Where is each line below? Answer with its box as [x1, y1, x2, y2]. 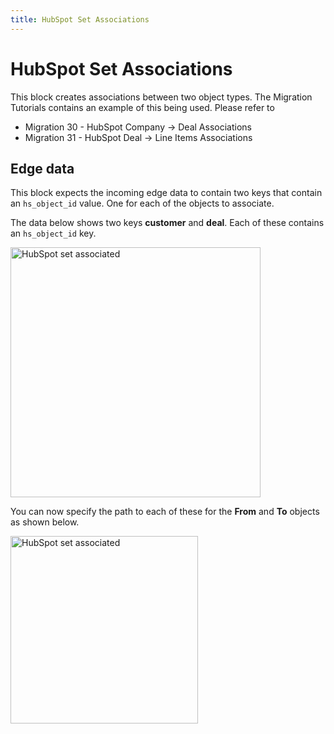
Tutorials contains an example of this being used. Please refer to [10, 101, 275, 113]
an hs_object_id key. [10, 227, 97, 240]
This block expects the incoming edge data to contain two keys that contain [10, 187, 323, 199]
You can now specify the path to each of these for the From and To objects [10, 506, 320, 518]
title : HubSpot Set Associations [10, 14, 150, 25]
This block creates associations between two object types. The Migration [10, 91, 313, 103]
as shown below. [10, 516, 80, 528]
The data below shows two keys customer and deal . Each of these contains [10, 217, 325, 229]
